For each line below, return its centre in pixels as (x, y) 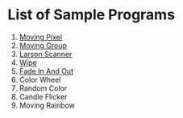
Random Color (43, 88)
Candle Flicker (43, 96)
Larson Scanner (46, 54)
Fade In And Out (46, 71)
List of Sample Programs (91, 15)
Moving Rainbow (47, 105)
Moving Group (43, 45)
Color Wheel (40, 79)
